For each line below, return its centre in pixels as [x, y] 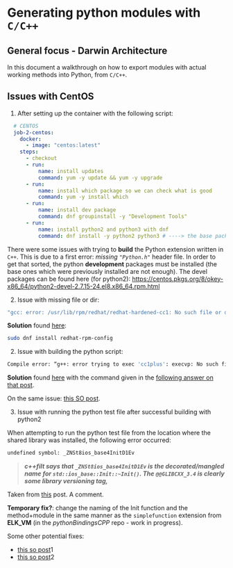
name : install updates [71, 171]
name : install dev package [77, 210]
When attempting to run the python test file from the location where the [109, 433]
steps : [29, 152]
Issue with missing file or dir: [58, 300]
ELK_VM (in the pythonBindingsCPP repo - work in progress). [95, 523]
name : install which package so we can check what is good [125, 190]
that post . [21, 385]
